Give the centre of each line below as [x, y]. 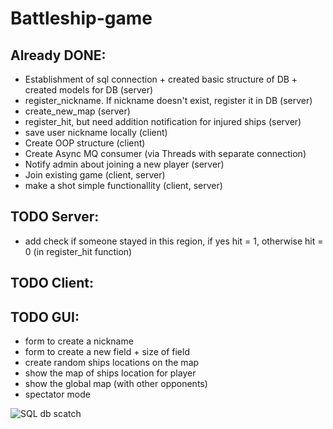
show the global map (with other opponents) [116, 384]
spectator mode [57, 394]
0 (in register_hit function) [78, 251]
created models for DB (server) [89, 90]
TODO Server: [55, 217]
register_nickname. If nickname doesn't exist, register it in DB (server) [168, 100]
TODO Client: [52, 283]
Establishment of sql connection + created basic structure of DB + [161, 79]
